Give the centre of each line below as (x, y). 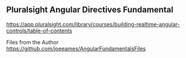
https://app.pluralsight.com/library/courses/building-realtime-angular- (93, 24)
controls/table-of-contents (39, 30)
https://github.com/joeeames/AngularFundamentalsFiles (76, 48)
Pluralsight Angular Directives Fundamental (90, 10)
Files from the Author (33, 42)
